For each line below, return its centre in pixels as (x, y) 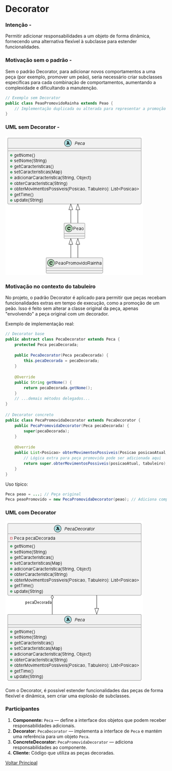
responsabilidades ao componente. (50, 747)
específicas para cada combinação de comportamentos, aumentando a (81, 82)
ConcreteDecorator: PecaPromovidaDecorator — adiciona (73, 742)
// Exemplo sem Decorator (33, 98)
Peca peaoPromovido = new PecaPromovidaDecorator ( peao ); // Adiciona (81, 499)
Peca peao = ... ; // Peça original (43, 494)
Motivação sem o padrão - (39, 60)
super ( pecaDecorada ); (47, 431)
